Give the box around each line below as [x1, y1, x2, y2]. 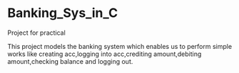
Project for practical [7, 28, 66, 37]
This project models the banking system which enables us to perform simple [7, 42, 233, 50]
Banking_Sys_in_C [7, 5, 118, 21]
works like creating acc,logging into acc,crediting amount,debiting [7, 50, 202, 58]
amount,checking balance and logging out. [7, 57, 133, 65]
